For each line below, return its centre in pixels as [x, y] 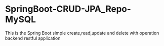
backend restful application [33, 38]
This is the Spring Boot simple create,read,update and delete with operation [82, 33]
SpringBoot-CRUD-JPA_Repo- [68, 9]
